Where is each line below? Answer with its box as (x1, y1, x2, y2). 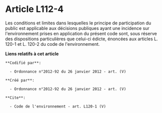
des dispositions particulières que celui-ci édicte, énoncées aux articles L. (5, 36, 158, 42)
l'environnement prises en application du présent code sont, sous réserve (5, 30, 157, 36)
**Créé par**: (5, 78, 35, 83)
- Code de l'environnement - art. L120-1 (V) (9, 104, 106, 109)
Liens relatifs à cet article (5, 51, 59, 57)
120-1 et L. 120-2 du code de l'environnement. (5, 41, 100, 47)
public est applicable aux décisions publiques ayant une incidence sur (5, 25, 150, 31)
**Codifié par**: (5, 60, 41, 65)
